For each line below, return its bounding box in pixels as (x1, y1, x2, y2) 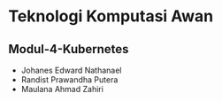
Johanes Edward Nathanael (20, 65, 122, 75)
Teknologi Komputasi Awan (8, 6, 214, 27)
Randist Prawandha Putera (20, 74, 119, 85)
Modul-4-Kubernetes (8, 42, 129, 57)
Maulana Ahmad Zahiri (20, 84, 103, 94)
